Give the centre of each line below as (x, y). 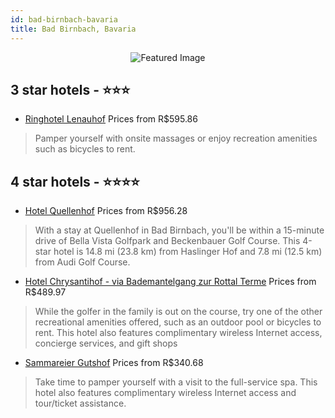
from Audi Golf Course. (82, 262)
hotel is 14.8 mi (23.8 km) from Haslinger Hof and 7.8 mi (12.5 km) (188, 252)
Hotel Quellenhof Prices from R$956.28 (106, 211)
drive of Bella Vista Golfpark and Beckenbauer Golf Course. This (167, 241)
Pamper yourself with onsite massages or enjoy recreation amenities (176, 138)
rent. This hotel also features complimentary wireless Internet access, (178, 333)
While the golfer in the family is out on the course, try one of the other (178, 312)
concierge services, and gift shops (106, 343)
